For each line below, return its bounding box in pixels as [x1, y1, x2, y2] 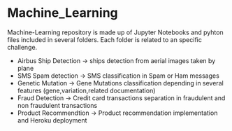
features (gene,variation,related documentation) [17, 86, 156, 95]
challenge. [7, 43, 38, 51]
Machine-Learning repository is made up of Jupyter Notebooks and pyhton [7, 28, 224, 36]
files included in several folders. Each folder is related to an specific [7, 35, 203, 43]
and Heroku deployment [17, 116, 87, 124]
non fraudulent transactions [17, 101, 98, 109]
